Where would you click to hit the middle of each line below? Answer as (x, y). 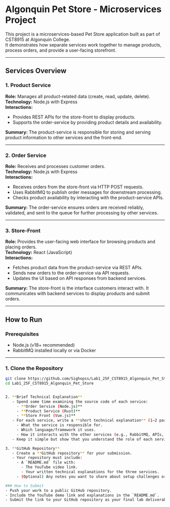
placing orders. (21, 247)
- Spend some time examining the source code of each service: (80, 402)
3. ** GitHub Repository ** (32, 448)
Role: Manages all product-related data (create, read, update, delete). (78, 96)
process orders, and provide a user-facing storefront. (61, 50)
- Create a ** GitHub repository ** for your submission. (72, 453)
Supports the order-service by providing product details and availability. (88, 122)
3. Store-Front (23, 230)
